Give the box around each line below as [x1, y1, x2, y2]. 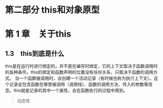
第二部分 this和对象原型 [5, 4, 100, 16]
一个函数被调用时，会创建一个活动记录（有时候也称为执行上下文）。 [19, 75, 154, 81]
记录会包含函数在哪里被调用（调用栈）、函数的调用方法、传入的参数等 [9, 81, 148, 88]
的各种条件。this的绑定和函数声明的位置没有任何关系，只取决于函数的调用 [5, 69, 154, 75]
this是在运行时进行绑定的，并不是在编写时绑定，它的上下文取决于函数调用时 [5, 63, 158, 69]
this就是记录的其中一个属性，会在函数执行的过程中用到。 [13, 88, 128, 93]
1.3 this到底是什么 [5, 49, 64, 57]
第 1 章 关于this [5, 29, 72, 39]
